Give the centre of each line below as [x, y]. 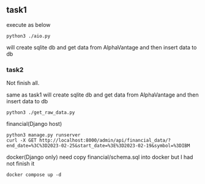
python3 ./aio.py [28, 36]
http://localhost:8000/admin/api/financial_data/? [105, 141]
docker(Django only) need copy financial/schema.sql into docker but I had [100, 157]
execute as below [28, 24]
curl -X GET [21, 141]
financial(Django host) [34, 124]
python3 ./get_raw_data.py [41, 112]
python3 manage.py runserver [43, 135]
